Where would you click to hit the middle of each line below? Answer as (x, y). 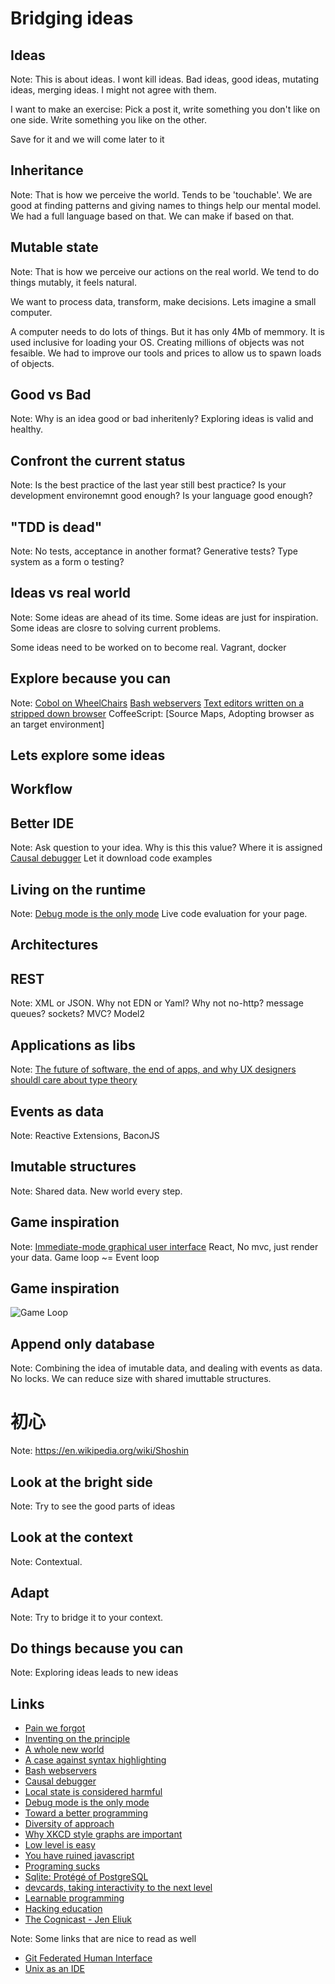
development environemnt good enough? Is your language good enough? (161, 496)
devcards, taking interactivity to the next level (118, 1888)
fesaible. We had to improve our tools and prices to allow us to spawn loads (166, 353)
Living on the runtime (78, 889)
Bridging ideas (72, 18)
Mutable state (54, 247)
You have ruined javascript (79, 1856)
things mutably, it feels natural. (74, 282)
